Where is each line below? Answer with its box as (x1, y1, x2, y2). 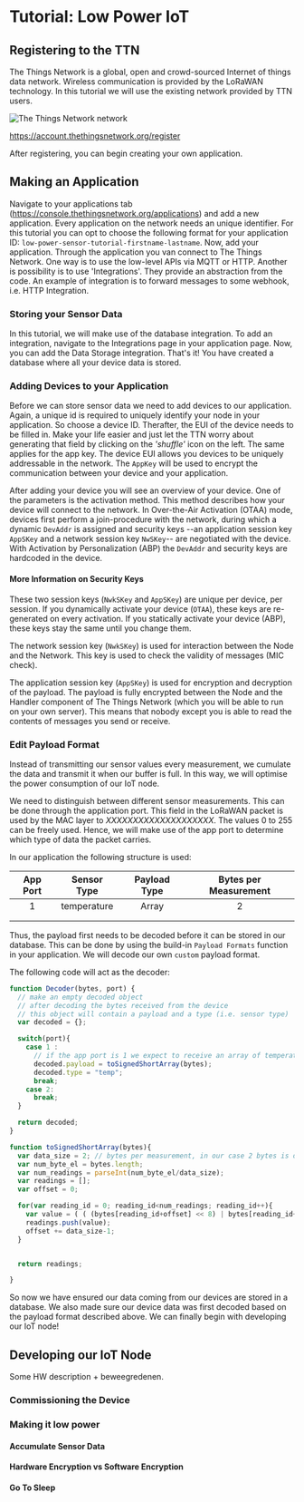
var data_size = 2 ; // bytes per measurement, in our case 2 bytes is (17, 1151, 290, 1160)
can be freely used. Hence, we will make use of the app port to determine (9, 824, 284, 835)
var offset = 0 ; (17, 1185, 79, 1194)
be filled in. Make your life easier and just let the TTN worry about (9, 429, 254, 441)
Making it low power (9, 1418, 100, 1430)
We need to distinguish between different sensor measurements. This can (9, 795, 285, 806)
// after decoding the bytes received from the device (17, 1001, 229, 1010)
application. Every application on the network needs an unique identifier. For (9, 218, 294, 228)
